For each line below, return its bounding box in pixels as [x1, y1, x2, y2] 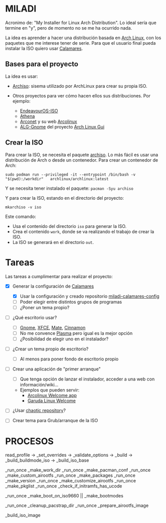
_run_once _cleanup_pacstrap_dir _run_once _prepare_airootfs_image [5, 502, 149, 508]
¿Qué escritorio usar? [12, 314, 57, 320]
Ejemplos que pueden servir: [20, 387, 80, 393]
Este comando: [5, 213, 37, 219]
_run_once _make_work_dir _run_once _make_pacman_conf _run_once [5, 467, 151, 473]
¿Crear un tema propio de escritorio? [12, 346, 89, 352]
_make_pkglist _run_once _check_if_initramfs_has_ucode [5, 483, 122, 489]
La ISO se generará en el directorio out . [12, 239, 94, 245]
